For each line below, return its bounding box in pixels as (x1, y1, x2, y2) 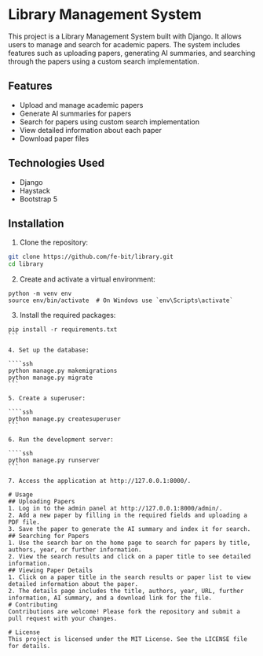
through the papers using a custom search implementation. (8, 57, 200, 66)
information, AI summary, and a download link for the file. (8, 594, 213, 603)
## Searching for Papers (8, 533, 89, 540)
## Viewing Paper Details (8, 566, 93, 575)
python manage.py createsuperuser (8, 415, 122, 423)
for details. (8, 643, 51, 650)
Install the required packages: (19, 311, 116, 320)
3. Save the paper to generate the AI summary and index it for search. (8, 525, 251, 533)
